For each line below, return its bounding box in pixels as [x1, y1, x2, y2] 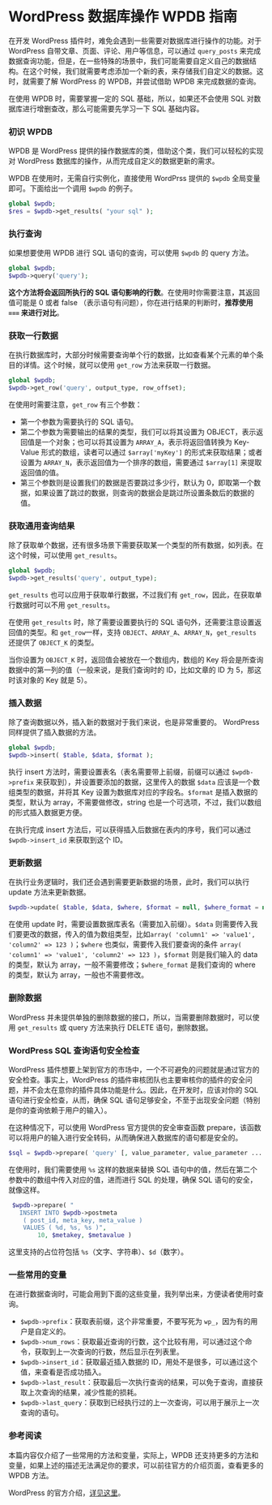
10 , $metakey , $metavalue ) [37, 1231, 132, 1240]
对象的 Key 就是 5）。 [22, 675, 91, 685]
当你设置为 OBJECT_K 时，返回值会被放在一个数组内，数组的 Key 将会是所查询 [8, 655, 264, 665]
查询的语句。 [19, 1408, 63, 1417]
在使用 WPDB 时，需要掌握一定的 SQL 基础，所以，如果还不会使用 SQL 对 [8, 93, 254, 103]
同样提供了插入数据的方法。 [8, 727, 101, 737]
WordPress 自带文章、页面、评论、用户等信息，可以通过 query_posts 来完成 [8, 45, 261, 55]
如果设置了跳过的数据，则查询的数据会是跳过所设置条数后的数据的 [34, 488, 255, 498]
